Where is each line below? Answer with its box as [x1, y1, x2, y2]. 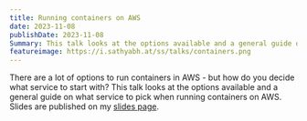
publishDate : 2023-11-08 [9, 30, 104, 39]
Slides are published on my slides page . [9, 101, 160, 112]
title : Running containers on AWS [9, 13, 142, 23]
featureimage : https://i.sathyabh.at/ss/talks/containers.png [9, 47, 251, 56]
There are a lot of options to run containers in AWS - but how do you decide [9, 72, 295, 83]
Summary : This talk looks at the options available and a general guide [9, 38, 292, 48]
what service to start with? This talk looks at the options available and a [9, 82, 279, 93]
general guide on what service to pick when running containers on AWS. [9, 92, 282, 103]
